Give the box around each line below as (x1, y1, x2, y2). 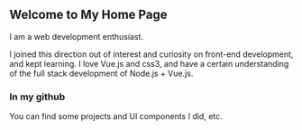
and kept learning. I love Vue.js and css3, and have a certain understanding (9, 58, 289, 69)
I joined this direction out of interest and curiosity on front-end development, (9, 49, 294, 60)
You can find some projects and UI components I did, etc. (9, 111, 223, 122)
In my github (9, 90, 66, 103)
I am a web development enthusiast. (9, 31, 144, 42)
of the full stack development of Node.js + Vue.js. (9, 68, 194, 79)
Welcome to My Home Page (9, 7, 169, 23)
